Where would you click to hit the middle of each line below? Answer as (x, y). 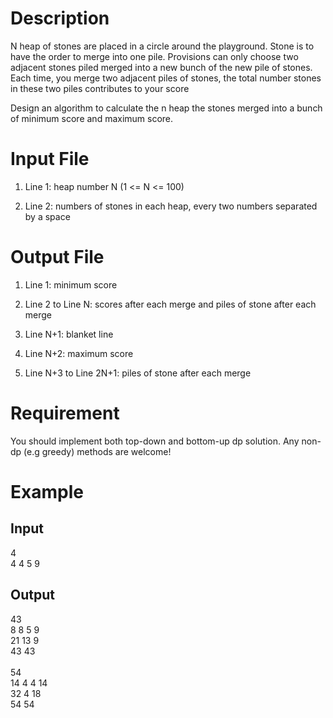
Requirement (65, 413)
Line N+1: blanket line (69, 334)
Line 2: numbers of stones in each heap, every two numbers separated (171, 206)
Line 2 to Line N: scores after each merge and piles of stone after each (170, 304)
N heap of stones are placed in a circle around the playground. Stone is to (162, 46)
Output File (57, 257)
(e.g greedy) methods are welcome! (97, 451)
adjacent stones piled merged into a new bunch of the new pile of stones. (161, 67)
